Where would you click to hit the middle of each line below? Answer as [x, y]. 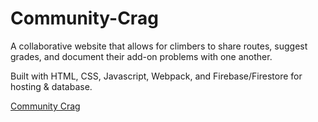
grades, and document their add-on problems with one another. [141, 56]
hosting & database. [51, 86]
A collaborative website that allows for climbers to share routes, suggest [159, 46]
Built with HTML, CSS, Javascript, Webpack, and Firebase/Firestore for [156, 76]
